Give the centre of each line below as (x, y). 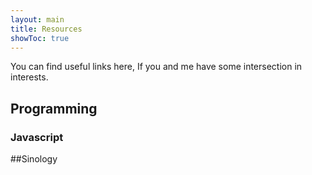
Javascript (37, 137)
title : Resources (46, 29)
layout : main (37, 19)
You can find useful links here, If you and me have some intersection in (156, 67)
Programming (54, 108)
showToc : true (40, 38)
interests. (29, 77)
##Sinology (34, 159)
